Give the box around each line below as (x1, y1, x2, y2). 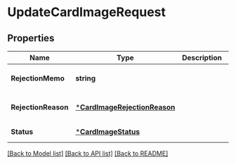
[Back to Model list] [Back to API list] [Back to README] (7, 149, 169, 158)
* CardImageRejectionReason (75, 102, 176, 112)
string (75, 74, 96, 83)
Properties (7, 32, 55, 44)
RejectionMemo (11, 74, 65, 83)
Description (181, 53, 223, 62)
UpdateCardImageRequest (7, 4, 166, 20)
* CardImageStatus (75, 127, 140, 137)
